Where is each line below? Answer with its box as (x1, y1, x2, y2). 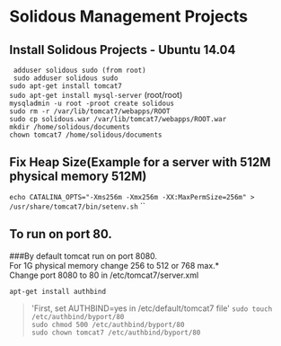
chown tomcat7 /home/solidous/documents (9, 130, 163, 139)
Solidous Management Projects (9, 6, 249, 27)
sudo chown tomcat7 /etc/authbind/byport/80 (31, 328, 201, 337)
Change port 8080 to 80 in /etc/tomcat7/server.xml (9, 270, 199, 280)
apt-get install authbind (9, 287, 106, 296)
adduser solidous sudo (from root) (13, 66, 146, 75)
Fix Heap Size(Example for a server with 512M (9, 155, 271, 170)
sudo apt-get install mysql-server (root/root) (9, 90, 183, 100)
